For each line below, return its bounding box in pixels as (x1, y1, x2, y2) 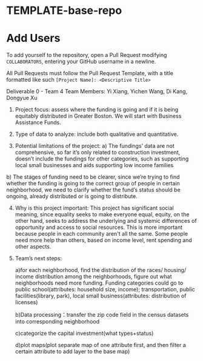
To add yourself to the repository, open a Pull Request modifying (6, 51, 167, 59)
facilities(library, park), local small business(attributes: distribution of (15, 292, 187, 300)
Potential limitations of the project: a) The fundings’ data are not (15, 142, 175, 150)
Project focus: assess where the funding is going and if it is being (15, 106, 179, 113)
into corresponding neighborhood (15, 318, 100, 325)
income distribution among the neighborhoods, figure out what (15, 273, 172, 280)
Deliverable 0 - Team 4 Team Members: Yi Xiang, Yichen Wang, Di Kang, (6, 88, 188, 95)
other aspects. (15, 243, 52, 250)
